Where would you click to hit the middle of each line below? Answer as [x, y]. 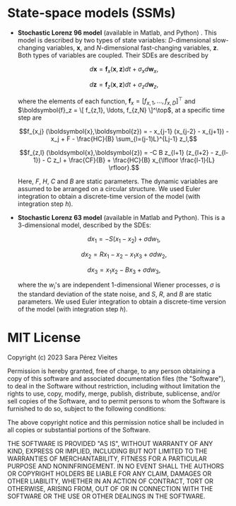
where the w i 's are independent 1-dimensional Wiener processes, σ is [119, 286]
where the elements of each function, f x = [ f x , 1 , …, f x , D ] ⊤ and [106, 101]
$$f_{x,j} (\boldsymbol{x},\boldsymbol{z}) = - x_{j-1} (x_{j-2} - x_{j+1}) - [124, 131]
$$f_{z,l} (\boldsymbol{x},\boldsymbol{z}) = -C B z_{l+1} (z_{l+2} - [117, 152]
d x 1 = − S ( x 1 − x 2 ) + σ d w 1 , [124, 240]
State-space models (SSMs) [92, 13]
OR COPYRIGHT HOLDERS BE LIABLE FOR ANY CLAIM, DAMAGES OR [110, 474]
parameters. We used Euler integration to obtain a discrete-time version [122, 301]
